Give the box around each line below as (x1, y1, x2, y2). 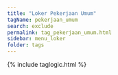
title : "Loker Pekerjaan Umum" (7, 10, 97, 17)
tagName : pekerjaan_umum (7, 16, 78, 23)
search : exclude (7, 22, 54, 29)
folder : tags (7, 42, 45, 48)
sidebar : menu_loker (7, 35, 67, 42)
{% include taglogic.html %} (7, 61, 87, 68)
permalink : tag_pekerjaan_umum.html (7, 29, 112, 36)
